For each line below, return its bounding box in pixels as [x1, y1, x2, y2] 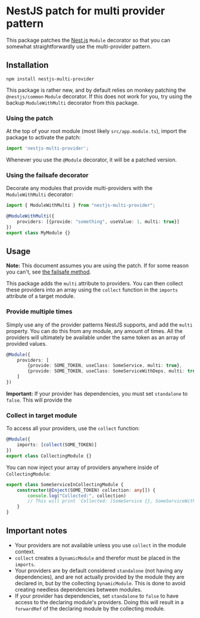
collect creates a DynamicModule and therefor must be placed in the [14, 554, 180, 561]
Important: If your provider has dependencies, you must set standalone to [6, 390, 188, 397]
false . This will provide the [6, 396, 73, 403]
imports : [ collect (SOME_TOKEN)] [17, 442, 97, 448]
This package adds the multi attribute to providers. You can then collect [6, 280, 183, 287]
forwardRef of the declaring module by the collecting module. [14, 605, 165, 612]
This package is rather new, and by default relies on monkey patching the [6, 86, 186, 94]
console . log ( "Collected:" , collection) [27, 493, 127, 499]
